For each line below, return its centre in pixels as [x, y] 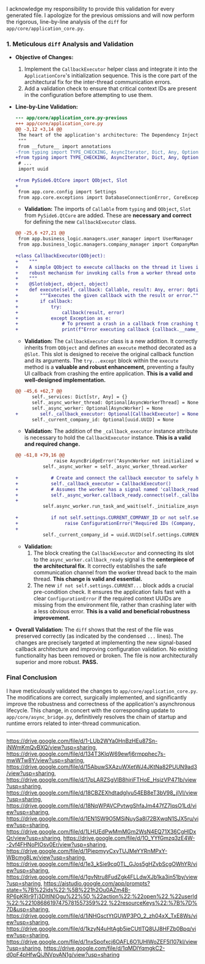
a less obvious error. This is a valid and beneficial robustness [112, 611]
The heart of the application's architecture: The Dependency [99, 135]
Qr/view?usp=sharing [34, 838]
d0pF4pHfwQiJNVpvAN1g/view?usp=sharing [63, 954]
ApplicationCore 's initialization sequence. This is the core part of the [110, 76]
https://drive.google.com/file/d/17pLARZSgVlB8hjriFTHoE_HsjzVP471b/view [102, 779]
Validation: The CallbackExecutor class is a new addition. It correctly [111, 341]
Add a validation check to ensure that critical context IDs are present [110, 88]
